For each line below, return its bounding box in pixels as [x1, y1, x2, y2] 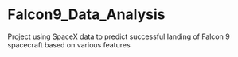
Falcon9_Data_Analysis [7, 6, 166, 24]
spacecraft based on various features [7, 40, 131, 49]
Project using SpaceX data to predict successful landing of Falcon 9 [7, 32, 230, 41]
